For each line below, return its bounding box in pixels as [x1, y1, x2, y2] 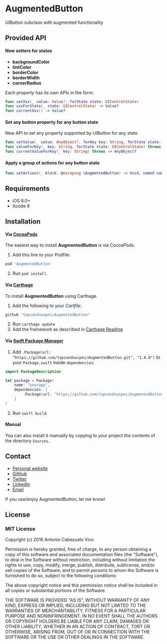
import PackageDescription [5, 369, 61, 374]
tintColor [12, 64, 31, 70]
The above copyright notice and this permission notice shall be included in [5, 582, 158, 588]
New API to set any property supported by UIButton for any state [5, 130, 138, 136]
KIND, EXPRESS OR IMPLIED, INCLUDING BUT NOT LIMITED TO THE [5, 602, 146, 609]
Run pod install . [12, 270, 48, 276]
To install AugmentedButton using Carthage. [5, 293, 98, 299]
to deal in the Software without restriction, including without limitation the [5, 557, 155, 563]
